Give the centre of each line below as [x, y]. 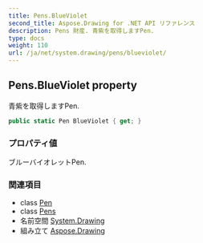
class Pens [38, 211]
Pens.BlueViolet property [73, 85]
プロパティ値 [33, 143]
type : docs [26, 38]
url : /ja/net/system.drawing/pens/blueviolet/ [87, 53]
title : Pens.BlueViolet [48, 16]
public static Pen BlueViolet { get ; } [75, 121]
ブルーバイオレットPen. [47, 162]
